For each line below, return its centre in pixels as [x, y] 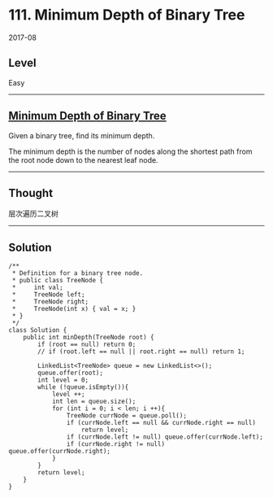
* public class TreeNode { [58, 281]
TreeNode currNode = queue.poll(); [126, 416]
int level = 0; [63, 380]
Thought [31, 193]
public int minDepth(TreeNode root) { [89, 338]
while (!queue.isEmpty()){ [83, 387]
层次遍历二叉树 [33, 214]
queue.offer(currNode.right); [60, 452]
